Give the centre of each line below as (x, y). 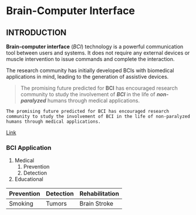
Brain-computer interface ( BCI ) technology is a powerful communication (95, 46)
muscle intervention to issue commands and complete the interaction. (90, 59)
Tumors (57, 204)
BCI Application (29, 147)
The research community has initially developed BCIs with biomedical (90, 70)
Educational (29, 179)
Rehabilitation (99, 194)
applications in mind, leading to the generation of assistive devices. (87, 77)
